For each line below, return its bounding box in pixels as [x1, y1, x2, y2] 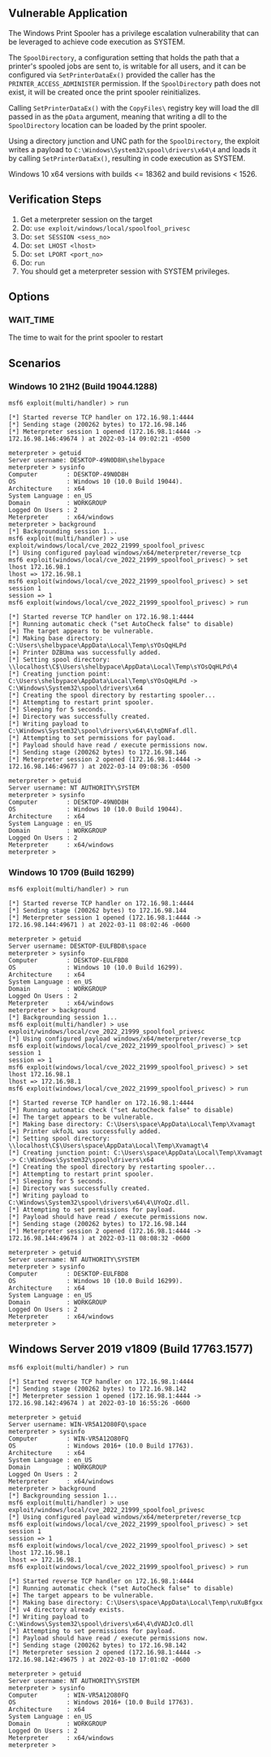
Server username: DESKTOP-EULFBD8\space [8, 942, 148, 951]
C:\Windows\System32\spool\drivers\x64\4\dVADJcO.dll [8, 1620, 195, 1628]
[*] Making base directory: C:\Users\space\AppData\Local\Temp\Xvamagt [8, 1120, 256, 1128]
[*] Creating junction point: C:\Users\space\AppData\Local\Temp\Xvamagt [8, 1149, 264, 1157]
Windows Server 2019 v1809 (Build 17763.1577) [8, 1342, 254, 1356]
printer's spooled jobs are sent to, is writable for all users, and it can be [8, 61, 247, 71]
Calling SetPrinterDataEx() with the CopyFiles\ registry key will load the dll [8, 103, 260, 112]
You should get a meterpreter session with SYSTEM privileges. [19, 266, 230, 276]
